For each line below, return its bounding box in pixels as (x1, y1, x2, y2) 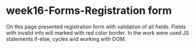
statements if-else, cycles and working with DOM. (6, 35, 126, 42)
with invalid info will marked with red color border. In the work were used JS (6, 29, 189, 36)
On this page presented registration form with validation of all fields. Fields (6, 23, 186, 30)
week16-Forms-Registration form (6, 4, 172, 17)
